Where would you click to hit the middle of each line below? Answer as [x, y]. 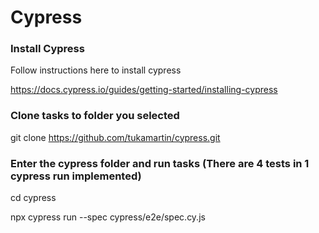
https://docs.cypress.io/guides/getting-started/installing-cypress [144, 90]
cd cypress [33, 198]
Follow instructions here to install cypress [96, 70]
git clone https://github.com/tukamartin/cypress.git [115, 137]
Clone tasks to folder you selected [95, 116]
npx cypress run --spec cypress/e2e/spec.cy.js [108, 217]
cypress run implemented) [76, 176]
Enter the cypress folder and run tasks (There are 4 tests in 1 [160, 163]
